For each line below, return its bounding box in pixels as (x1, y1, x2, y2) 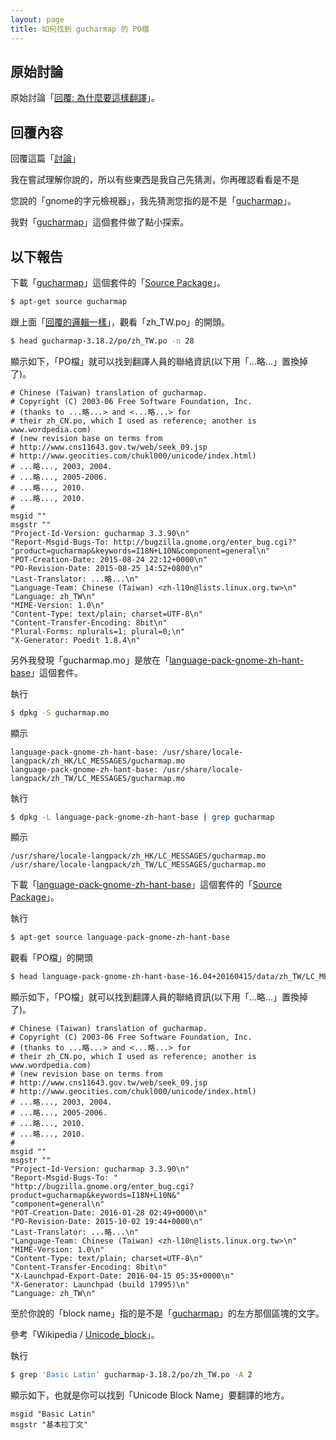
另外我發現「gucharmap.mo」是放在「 (10, 654, 170, 666)
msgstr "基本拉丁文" (10, 1420, 88, 1430)
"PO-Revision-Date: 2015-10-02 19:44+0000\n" (10, 1217, 203, 1227)
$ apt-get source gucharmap (10, 296, 128, 306)
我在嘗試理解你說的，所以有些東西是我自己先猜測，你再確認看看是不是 (10, 174, 300, 186)
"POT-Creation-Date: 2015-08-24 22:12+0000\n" (10, 554, 208, 565)
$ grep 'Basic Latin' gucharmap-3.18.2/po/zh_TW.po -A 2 (10, 1370, 253, 1380)
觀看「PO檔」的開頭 (10, 952, 93, 964)
